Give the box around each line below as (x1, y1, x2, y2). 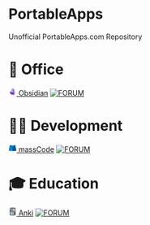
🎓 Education (8, 175, 99, 193)
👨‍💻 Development (8, 117, 123, 135)
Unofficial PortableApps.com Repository (8, 32, 143, 41)
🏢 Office (8, 60, 64, 79)
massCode (18, 144, 55, 154)
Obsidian (18, 88, 49, 97)
